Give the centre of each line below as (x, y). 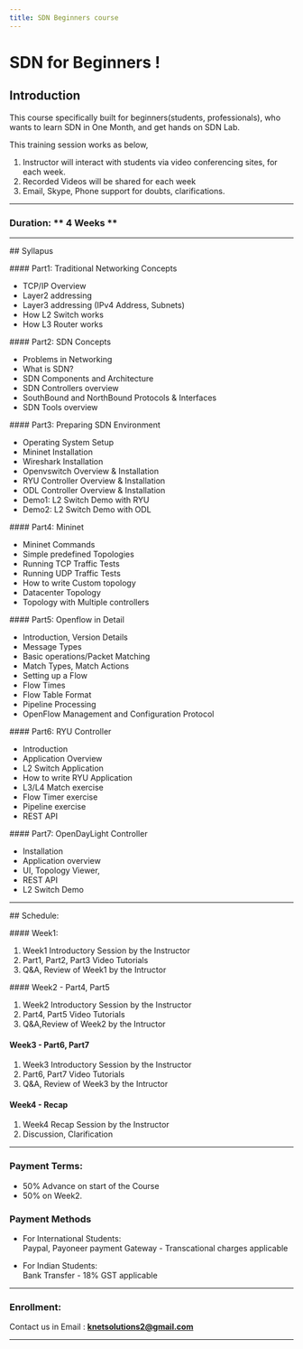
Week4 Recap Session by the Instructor (96, 1125)
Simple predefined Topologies (78, 554)
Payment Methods (50, 1219)
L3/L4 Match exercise (63, 787)
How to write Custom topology (79, 583)
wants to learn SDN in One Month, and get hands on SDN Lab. (125, 126)
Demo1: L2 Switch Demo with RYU (86, 500)
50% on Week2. (52, 1195)
